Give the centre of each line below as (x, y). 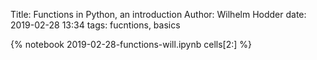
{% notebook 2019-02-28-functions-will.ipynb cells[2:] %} (131, 44)
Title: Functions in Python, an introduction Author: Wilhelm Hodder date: (158, 14)
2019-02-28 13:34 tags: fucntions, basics (95, 25)
